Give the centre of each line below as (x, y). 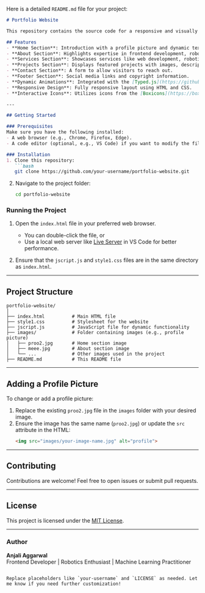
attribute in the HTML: (43, 430)
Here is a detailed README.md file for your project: (67, 9)
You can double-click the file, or (64, 236)
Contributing (31, 466)
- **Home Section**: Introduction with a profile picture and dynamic (98, 48)
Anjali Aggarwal (27, 555)
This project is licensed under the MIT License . (65, 520)
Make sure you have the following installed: (65, 132)
